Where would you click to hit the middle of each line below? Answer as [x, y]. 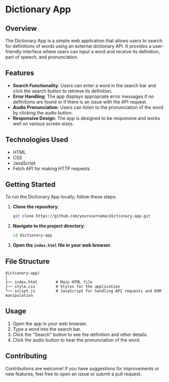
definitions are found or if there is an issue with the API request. [80, 102]
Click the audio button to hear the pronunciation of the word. [77, 340]
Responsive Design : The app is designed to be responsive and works [86, 118]
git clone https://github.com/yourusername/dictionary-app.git [82, 216]
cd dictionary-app [32, 235]
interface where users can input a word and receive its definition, [91, 52]
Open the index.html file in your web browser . [62, 245]
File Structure [27, 261]
